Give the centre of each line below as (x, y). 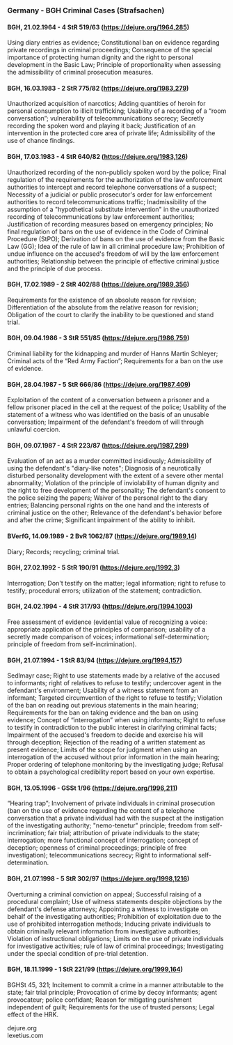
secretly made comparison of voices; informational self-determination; (108, 636)
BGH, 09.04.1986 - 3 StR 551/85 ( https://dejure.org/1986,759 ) (98, 338)
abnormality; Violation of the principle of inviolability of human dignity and (113, 483)
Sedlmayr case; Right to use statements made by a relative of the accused (114, 676)
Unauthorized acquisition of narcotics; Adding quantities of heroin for (106, 104)
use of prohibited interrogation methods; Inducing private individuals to (109, 924)
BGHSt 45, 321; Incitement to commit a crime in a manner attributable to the (115, 984)
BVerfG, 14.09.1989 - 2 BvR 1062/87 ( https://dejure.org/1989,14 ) (102, 536)
